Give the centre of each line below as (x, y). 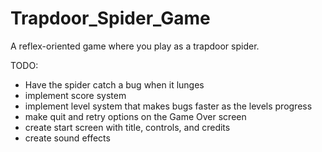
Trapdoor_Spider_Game (110, 18)
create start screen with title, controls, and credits (127, 127)
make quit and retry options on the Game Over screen (135, 116)
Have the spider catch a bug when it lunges (114, 84)
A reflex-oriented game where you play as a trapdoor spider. (135, 46)
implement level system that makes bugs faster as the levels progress (168, 106)
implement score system (75, 95)
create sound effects (67, 138)
